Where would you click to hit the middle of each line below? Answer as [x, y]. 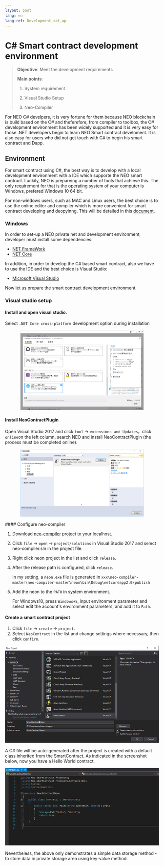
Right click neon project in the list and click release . [64, 558]
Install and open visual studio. [36, 312]
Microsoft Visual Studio [36, 278]
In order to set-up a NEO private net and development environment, [73, 234]
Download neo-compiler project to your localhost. [62, 534]
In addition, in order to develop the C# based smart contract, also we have [80, 264]
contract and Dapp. [24, 143]
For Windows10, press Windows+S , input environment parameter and [80, 601]
